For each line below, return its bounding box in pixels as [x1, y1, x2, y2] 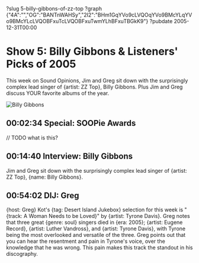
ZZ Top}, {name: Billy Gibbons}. [6, 173, 83, 180]
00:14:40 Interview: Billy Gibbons [6, 151, 133, 161]
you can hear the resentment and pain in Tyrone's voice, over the [6, 237, 166, 245]
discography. [6, 251, 38, 258]
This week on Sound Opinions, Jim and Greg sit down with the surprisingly [6, 77, 188, 84]
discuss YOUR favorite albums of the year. [6, 89, 110, 97]
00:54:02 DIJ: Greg [6, 190, 79, 201]
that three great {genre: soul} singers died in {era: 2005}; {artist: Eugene [6, 219, 183, 226]
